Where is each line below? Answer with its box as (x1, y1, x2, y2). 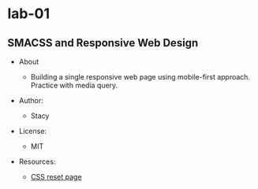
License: (18, 127, 47, 135)
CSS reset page (30, 172, 82, 181)
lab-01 (7, 5, 50, 23)
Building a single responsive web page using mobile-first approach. (30, 72, 250, 81)
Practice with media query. (30, 80, 118, 90)
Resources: (18, 157, 56, 166)
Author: (18, 96, 44, 105)
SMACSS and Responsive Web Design (7, 36, 199, 50)
